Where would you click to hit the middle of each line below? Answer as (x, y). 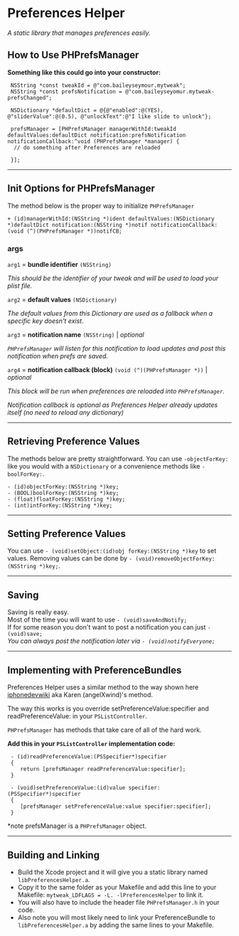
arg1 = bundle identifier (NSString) (59, 264)
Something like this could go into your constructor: (84, 72)
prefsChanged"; (30, 97)
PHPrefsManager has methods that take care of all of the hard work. (105, 730)
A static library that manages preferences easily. (79, 33)
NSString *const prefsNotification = (66, 91)
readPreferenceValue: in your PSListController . (78, 716)
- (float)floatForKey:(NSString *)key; (67, 499)
